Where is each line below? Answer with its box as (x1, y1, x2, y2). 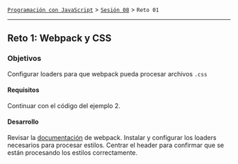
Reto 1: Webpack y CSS (7, 33, 112, 45)
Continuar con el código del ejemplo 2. (7, 101, 120, 110)
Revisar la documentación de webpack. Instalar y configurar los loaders (7, 134, 217, 142)
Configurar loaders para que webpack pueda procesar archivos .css (7, 69, 208, 78)
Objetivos (7, 54, 42, 64)
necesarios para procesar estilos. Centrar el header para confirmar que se (7, 141, 225, 150)
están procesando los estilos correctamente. (7, 148, 138, 157)
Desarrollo (7, 117, 39, 126)
